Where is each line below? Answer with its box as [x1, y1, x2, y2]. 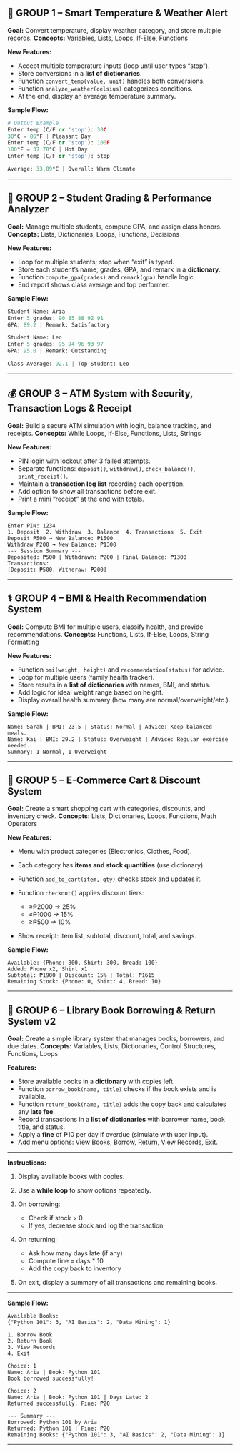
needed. [7, 742, 31, 749]
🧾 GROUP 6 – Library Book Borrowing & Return [7, 1004, 216, 1016]
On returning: [17, 1235, 57, 1244]
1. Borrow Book [7, 1331, 53, 1338]
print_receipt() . [17, 472, 69, 480]
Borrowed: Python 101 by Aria [7, 1419, 98, 1426]
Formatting [7, 637, 40, 646]
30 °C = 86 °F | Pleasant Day [7, 133, 91, 140]
